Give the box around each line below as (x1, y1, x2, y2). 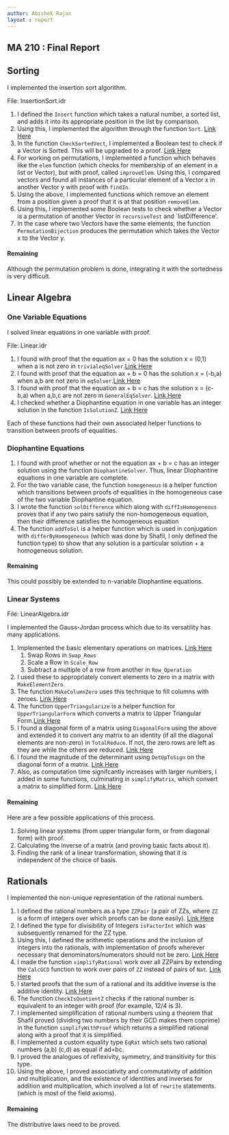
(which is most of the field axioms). (16, 1089, 116, 1097)
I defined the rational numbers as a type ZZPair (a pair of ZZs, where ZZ (16, 907, 218, 916)
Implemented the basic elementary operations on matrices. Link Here (16, 644, 213, 652)
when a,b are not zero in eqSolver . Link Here (16, 377, 141, 385)
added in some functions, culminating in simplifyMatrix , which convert (16, 775, 218, 783)
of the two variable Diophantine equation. (16, 495, 134, 503)
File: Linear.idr (7, 341, 47, 350)
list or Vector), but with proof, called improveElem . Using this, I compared (16, 168, 221, 176)
